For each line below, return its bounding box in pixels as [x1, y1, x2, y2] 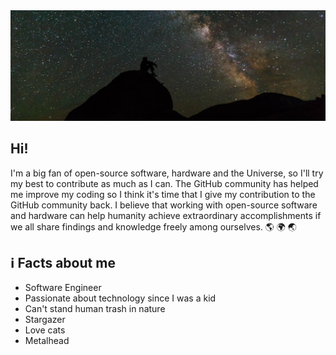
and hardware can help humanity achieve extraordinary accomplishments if [10, 209, 322, 221]
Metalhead [24, 335, 70, 347]
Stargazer [24, 314, 66, 326]
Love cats [24, 324, 66, 336]
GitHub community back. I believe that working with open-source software [10, 199, 318, 211]
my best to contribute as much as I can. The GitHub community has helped [10, 177, 319, 189]
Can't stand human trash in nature [24, 303, 166, 315]
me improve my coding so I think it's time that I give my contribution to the [10, 188, 316, 200]
